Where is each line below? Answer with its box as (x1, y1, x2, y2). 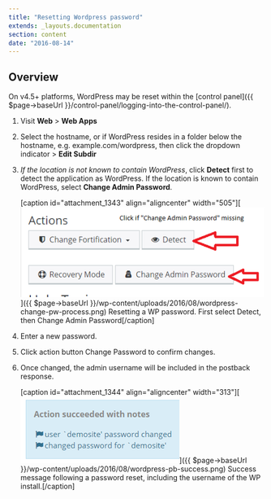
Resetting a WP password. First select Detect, (108, 306, 261, 317)
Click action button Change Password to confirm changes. (19, 347, 216, 357)
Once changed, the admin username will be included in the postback (19, 362, 251, 372)
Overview (8, 70, 59, 84)
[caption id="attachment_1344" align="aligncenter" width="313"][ (19, 387, 240, 396)
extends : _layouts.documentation (8, 21, 122, 30)
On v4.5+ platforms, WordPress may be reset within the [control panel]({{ (8, 92, 254, 102)
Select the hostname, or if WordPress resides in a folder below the (19, 132, 242, 142)
